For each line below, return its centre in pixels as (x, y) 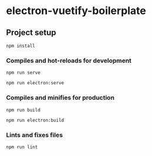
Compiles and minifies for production (60, 98)
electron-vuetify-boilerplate (76, 11)
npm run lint (22, 147)
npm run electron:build (35, 120)
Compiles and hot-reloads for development (69, 60)
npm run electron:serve (35, 83)
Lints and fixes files (35, 135)
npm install (21, 46)
